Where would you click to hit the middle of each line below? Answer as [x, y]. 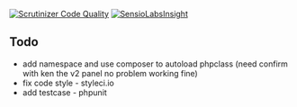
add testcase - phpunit [64, 92]
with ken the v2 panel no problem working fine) [110, 73]
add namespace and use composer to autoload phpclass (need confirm [155, 64]
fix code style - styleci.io [68, 83]
